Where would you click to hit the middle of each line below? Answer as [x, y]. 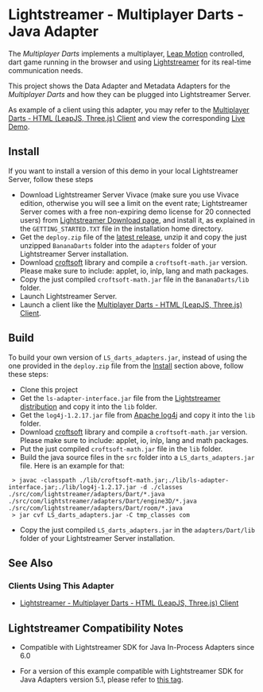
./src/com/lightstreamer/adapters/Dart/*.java [87, 494]
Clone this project [48, 389]
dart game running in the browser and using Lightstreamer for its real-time [130, 62]
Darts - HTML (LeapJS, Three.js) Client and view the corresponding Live [127, 118]
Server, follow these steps [51, 179]
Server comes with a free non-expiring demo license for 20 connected [135, 212]
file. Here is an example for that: [72, 465]
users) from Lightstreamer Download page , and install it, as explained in [137, 220]
